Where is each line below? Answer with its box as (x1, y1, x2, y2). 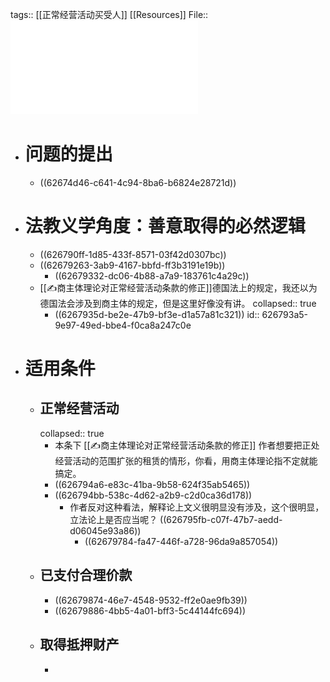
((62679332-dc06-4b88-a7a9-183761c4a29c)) (54, 269, 250, 282)
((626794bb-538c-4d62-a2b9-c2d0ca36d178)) (54, 489, 253, 501)
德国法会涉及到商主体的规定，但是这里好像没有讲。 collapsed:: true (39, 297, 317, 309)
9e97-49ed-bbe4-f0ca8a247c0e (54, 319, 192, 331)
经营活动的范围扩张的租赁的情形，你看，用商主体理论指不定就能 (54, 454, 318, 467)
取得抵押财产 (39, 636, 120, 653)
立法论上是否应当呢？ (69, 513, 158, 525)
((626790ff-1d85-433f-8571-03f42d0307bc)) (39, 248, 227, 260)
